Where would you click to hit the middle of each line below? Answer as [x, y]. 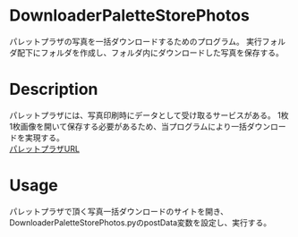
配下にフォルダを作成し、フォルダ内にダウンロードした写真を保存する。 [150, 52]
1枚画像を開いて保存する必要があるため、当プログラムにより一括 [128, 126]
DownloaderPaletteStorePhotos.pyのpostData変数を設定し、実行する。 [140, 222]
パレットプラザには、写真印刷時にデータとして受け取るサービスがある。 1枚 [149, 115]
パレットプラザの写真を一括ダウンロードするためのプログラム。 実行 [136, 41]
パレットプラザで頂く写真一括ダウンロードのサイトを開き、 [119, 211]
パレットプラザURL [45, 148]
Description [54, 89]
